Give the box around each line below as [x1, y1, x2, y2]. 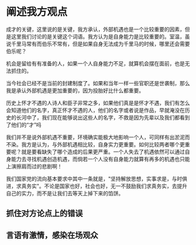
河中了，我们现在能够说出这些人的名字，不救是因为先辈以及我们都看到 [21, 114, 190, 121]
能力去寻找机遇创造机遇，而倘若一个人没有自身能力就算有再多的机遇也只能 [10, 155, 190, 162]
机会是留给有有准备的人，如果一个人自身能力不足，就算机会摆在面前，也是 [6, 60, 185, 67]
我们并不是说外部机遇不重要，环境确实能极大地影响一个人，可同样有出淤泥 [6, 134, 185, 141]
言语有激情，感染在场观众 [6, 230, 98, 240]
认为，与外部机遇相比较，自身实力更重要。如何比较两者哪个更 [36, 141, 185, 148]
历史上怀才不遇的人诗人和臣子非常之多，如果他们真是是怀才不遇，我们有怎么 [6, 99, 190, 106]
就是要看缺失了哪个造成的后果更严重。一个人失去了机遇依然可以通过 [21, 148, 185, 155]
